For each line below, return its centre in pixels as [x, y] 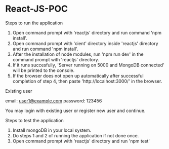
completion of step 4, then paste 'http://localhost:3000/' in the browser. [87, 81]
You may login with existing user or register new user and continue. [75, 110]
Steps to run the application [34, 23]
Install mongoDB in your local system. [52, 130]
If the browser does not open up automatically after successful [78, 76]
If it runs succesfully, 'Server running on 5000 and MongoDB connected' [88, 65]
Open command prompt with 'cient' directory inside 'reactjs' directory [85, 43]
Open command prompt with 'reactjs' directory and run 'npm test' [81, 141]
